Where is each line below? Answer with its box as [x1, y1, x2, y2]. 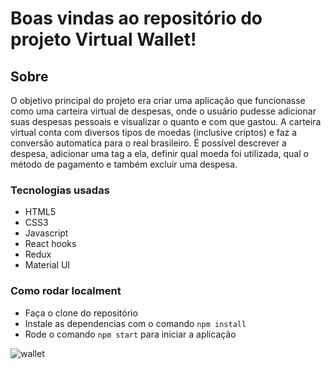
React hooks [24, 238, 77, 250]
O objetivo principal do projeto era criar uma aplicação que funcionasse [10, 95, 306, 106]
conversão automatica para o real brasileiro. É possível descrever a [10, 137, 287, 149]
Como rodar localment [10, 284, 122, 298]
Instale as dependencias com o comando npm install [24, 317, 247, 329]
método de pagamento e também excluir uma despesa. [10, 158, 238, 170]
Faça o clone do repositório [24, 307, 138, 319]
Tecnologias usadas [10, 183, 110, 197]
